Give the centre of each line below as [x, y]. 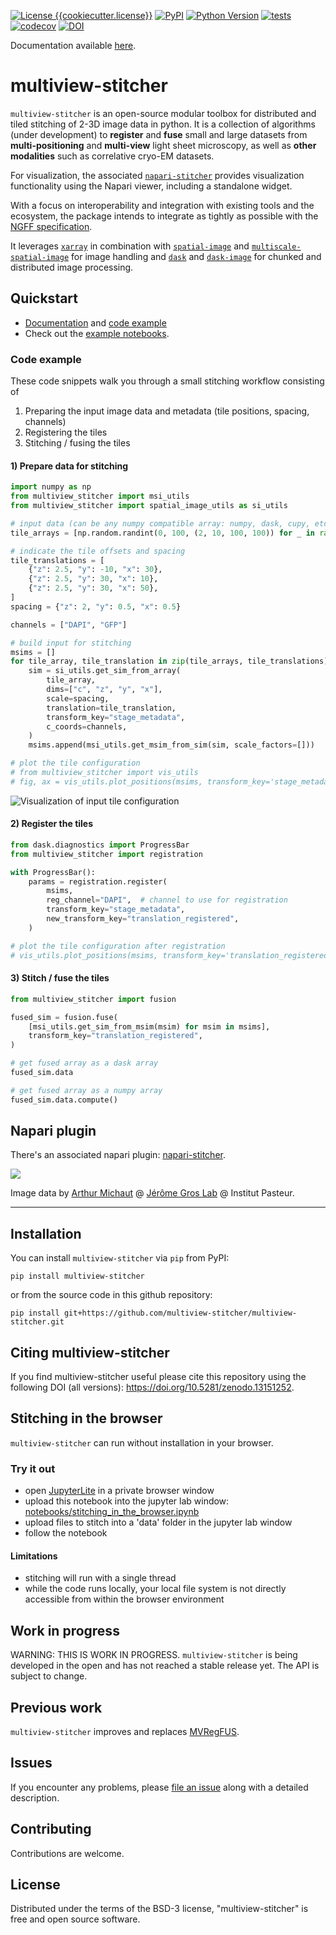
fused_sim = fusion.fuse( [64, 1017]
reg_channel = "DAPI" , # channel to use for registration [167, 900]
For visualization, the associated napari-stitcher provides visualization [157, 175]
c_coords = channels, [87, 726]
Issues [31, 1763]
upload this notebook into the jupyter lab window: [127, 1501]
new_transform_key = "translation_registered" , [143, 919]
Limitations [34, 1556]
